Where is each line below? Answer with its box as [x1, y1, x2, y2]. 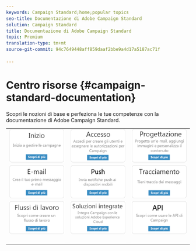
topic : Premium [6, 34, 43, 40]
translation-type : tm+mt [6, 40, 66, 46]
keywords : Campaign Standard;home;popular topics [6, 9, 129, 15]
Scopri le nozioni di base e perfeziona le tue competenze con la [6, 110, 159, 117]
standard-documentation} [6, 91, 136, 104]
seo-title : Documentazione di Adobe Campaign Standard [6, 15, 142, 22]
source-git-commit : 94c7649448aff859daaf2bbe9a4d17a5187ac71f [6, 47, 160, 53]
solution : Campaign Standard [6, 22, 77, 27]
